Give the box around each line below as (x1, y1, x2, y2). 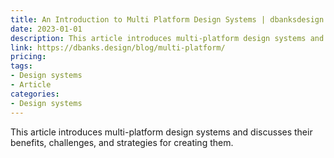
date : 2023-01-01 (10, 24, 83, 34)
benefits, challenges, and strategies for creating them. (10, 136, 234, 148)
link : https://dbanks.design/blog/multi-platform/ (10, 42, 226, 53)
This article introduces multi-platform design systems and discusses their (10, 126, 313, 138)
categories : (10, 89, 60, 99)
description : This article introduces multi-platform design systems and (10, 33, 325, 43)
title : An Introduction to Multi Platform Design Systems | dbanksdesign (10, 14, 325, 25)
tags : (10, 61, 33, 71)
